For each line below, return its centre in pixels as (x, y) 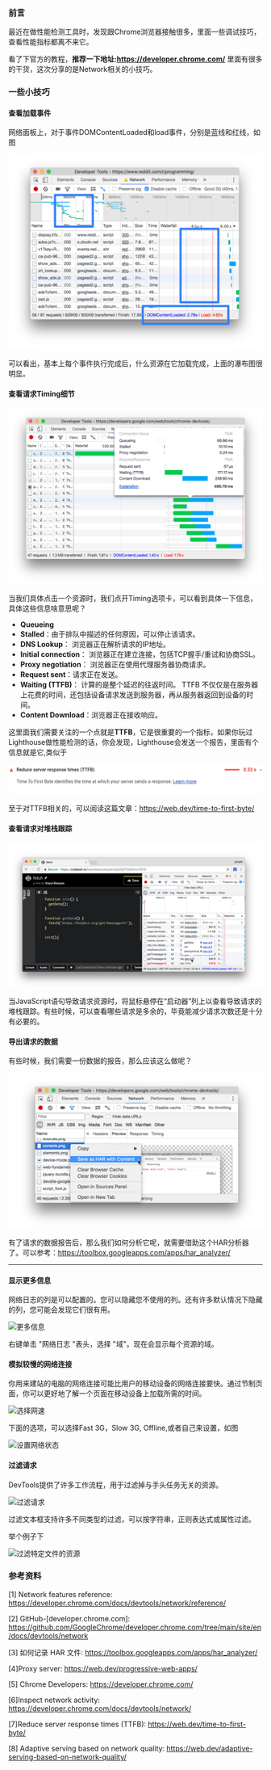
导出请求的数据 (33, 1041)
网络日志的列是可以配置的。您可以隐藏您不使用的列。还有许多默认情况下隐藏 (135, 1300)
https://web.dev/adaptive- (210, 1748)
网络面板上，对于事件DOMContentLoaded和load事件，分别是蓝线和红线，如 (134, 132)
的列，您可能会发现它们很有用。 (61, 1310)
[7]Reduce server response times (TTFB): (77, 1724)
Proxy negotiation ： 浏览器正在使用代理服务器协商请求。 (115, 665)
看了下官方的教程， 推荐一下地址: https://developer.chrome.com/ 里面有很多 (135, 59)
